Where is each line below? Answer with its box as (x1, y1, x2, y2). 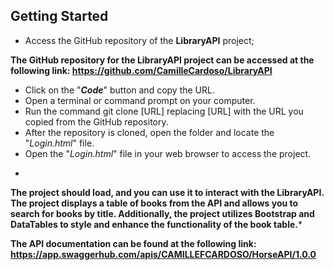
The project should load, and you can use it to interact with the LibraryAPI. (10, 186, 325, 198)
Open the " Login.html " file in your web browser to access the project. (24, 147, 312, 159)
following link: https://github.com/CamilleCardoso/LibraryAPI (10, 64, 273, 76)
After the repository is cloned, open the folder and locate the (24, 126, 275, 138)
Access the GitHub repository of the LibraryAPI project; (24, 34, 255, 46)
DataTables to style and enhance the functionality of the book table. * (10, 218, 303, 230)
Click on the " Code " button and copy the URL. (24, 84, 215, 96)
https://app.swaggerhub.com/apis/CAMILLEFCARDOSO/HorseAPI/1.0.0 (10, 248, 317, 260)
